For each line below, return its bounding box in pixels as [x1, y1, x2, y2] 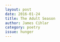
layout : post [5, 7, 32, 12]
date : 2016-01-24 [5, 12, 40, 16]
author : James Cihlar [5, 20, 49, 26]
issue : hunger [5, 29, 34, 34]
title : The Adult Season [5, 16, 56, 21]
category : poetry [5, 25, 40, 30]
